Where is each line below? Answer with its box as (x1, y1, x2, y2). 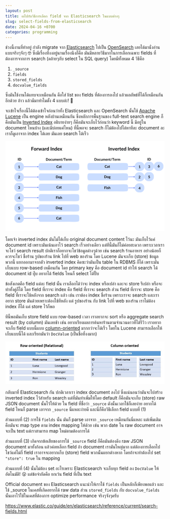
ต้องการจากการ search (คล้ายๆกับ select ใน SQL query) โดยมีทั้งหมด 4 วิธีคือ (5, 56, 145, 62)
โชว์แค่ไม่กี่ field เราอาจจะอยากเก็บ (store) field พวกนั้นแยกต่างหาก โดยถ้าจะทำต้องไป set (5, 449, 161, 456)
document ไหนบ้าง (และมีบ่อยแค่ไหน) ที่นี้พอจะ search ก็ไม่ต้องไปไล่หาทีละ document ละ (5, 125, 165, 131)
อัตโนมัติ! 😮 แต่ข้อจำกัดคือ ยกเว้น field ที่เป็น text (5, 471, 92, 477)
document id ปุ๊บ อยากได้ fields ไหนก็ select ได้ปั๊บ (5, 270, 99, 276)
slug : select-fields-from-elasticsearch (5, 19, 92, 24)
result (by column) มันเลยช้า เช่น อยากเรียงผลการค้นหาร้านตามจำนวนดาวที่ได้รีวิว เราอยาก (5, 319, 161, 325)
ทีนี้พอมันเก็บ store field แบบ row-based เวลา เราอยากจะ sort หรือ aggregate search (5, 313, 164, 319)
